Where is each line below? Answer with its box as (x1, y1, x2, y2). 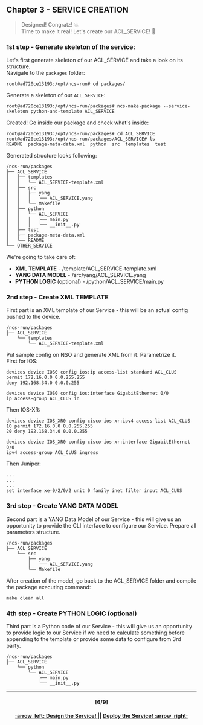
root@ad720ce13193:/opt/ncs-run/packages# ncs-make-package (6, 103, 161, 109)
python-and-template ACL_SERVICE (30, 109, 115, 115)
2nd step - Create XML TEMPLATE (6, 293, 109, 301)
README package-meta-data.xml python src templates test (6, 141, 166, 147)
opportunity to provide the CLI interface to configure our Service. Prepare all (6, 522, 196, 529)
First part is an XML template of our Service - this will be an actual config (6, 307, 188, 314)
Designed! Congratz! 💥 (21, 21, 79, 28)
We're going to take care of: (6, 254, 76, 261)
